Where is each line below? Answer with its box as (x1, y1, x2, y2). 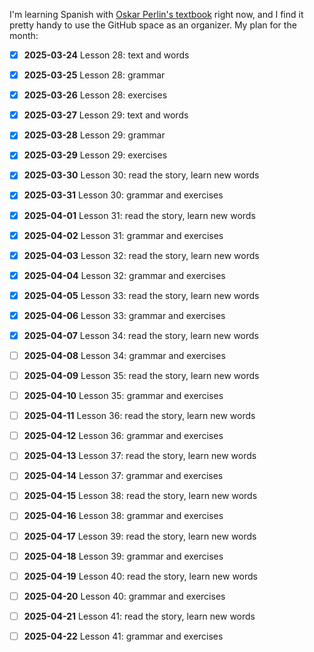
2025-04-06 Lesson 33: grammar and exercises (23, 309, 226, 321)
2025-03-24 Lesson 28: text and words (23, 49, 190, 61)
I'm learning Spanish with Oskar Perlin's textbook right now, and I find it (9, 9, 304, 20)
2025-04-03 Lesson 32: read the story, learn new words (23, 249, 260, 261)
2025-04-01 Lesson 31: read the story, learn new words (23, 209, 256, 221)
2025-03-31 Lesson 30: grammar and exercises (23, 189, 224, 201)
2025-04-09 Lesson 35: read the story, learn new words (23, 370, 260, 381)
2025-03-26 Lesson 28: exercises (23, 89, 168, 101)
